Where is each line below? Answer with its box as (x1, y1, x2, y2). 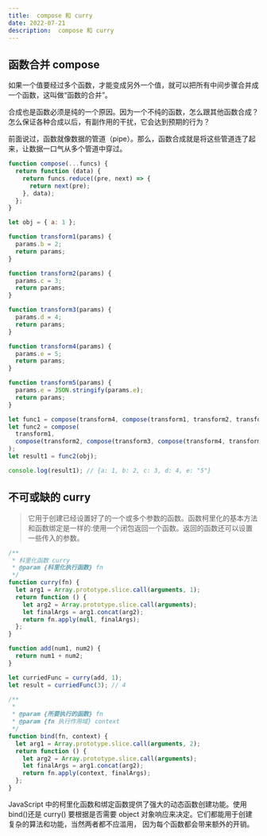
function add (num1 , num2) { (8, 644, 102, 652)
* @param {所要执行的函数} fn (11, 710, 103, 718)
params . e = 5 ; (15, 350, 62, 358)
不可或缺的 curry (8, 490, 91, 505)
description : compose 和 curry (8, 26, 114, 34)
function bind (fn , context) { (8, 732, 109, 740)
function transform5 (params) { (8, 379, 112, 387)
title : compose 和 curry (8, 11, 93, 20)
